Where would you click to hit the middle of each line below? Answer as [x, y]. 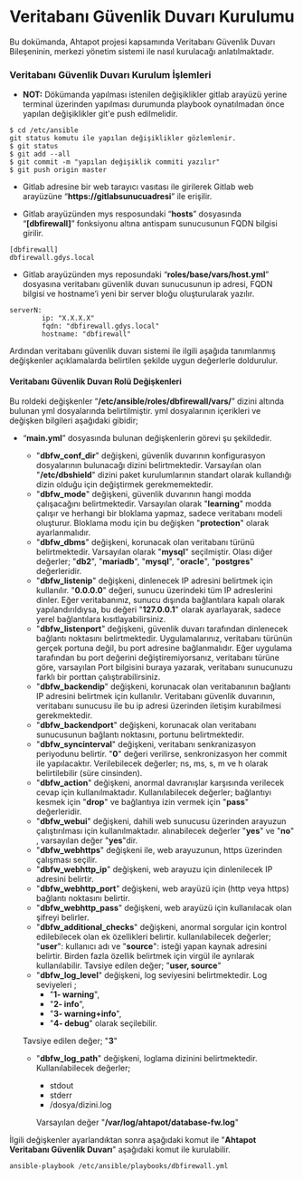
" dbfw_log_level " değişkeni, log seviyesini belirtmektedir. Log [151, 975]
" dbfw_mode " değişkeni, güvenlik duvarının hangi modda [143, 494]
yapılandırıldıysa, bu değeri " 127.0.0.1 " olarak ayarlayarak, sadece [159, 609]
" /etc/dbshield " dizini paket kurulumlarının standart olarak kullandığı [164, 475]
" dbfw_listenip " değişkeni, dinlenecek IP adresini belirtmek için [154, 580]
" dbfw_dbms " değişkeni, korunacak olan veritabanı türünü [145, 542]
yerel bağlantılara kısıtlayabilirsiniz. [101, 619]
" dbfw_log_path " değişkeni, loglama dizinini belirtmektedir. [147, 1059]
